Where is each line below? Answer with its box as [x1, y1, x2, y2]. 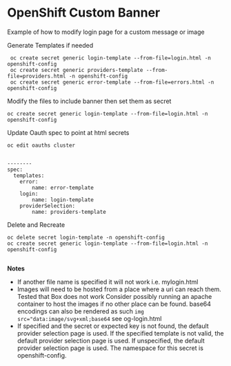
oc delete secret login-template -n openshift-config [7, 234, 165, 241]
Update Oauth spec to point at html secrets [7, 128, 130, 136]
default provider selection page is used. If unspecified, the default [17, 336, 205, 345]
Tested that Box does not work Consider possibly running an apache [17, 292, 212, 300]
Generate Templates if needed [7, 41, 94, 49]
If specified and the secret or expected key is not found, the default [17, 322, 209, 330]
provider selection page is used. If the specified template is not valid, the [17, 329, 224, 337]
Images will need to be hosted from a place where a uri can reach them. [17, 285, 222, 293]
